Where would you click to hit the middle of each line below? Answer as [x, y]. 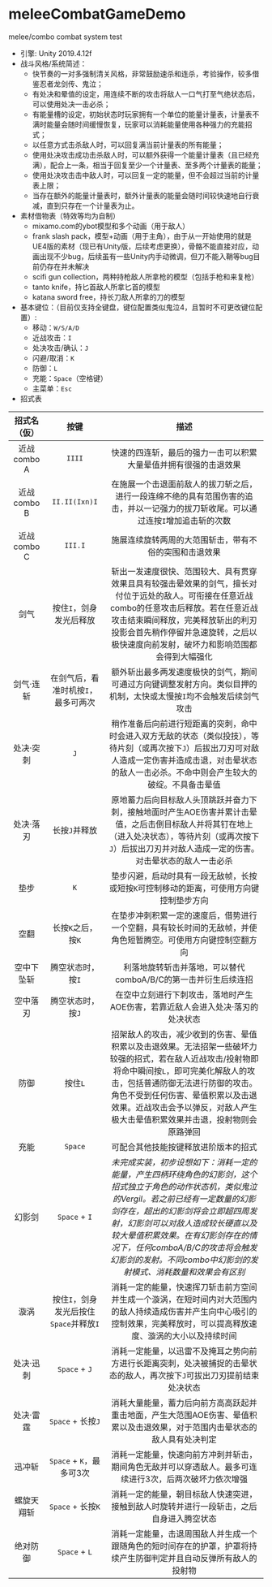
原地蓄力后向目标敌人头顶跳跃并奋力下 [184, 799]
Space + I [75, 1217]
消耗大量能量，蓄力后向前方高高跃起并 [184, 1403]
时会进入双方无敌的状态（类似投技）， [180, 736]
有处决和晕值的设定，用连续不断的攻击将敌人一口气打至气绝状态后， [146, 93]
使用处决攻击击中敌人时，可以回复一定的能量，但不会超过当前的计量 [146, 175]
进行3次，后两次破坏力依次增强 [189, 1479]
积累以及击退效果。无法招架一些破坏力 [184, 1046]
